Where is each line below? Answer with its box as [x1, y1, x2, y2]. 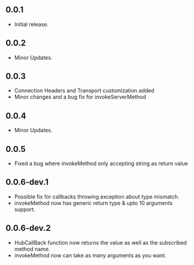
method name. [14, 245, 50, 252]
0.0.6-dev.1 [5, 177, 49, 187]
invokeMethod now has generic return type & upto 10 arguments [14, 199, 173, 206]
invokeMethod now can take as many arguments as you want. [14, 251, 167, 259]
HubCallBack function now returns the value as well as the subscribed [14, 239, 187, 246]
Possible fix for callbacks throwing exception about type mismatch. [14, 193, 180, 200]
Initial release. [14, 20, 49, 28]
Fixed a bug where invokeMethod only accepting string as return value [14, 160, 189, 167]
